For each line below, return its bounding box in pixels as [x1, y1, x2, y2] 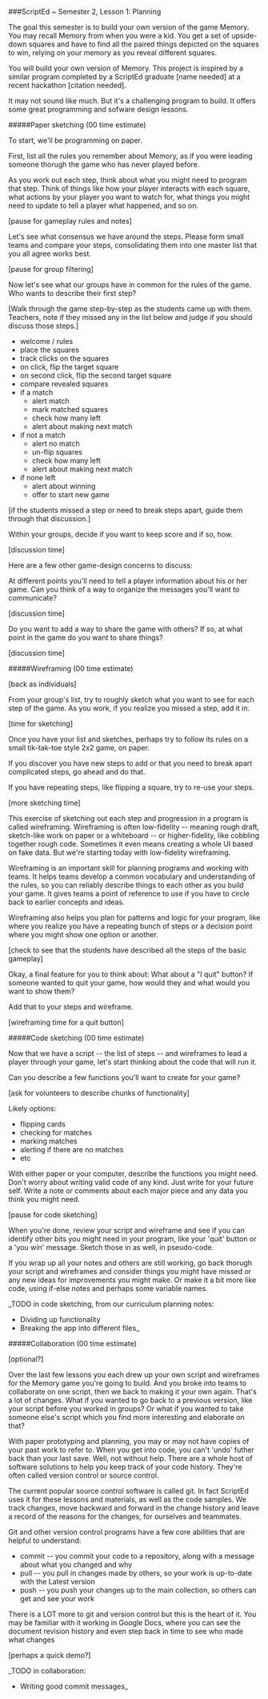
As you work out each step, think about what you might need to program [8, 176, 247, 184]
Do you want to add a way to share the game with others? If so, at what [8, 625, 243, 633]
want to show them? [8, 986, 75, 996]
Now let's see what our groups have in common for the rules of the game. [8, 280, 252, 289]
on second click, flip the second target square [19, 370, 172, 380]
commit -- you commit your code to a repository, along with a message [19, 1551, 254, 1560]
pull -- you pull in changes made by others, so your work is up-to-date [19, 1568, 253, 1578]
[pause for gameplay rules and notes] [8, 216, 132, 225]
